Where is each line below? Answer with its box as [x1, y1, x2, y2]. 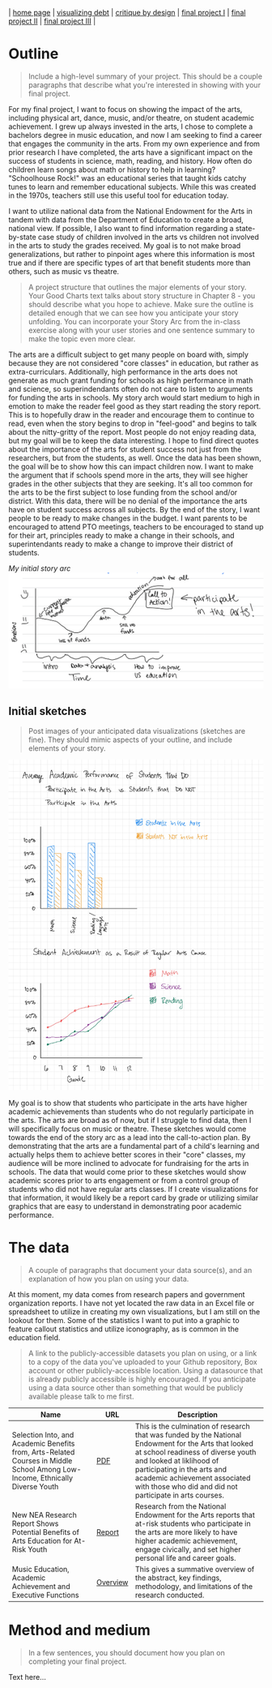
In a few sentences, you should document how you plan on [28, 1647, 225, 1657]
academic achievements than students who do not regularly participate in [8, 1107, 254, 1116]
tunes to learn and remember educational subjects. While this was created [8, 182, 257, 191]
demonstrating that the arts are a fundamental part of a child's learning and [8, 1142, 260, 1151]
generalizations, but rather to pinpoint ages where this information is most [8, 249, 255, 259]
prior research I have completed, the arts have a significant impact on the [8, 147, 253, 157]
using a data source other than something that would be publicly [28, 1383, 244, 1392]
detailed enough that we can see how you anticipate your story [28, 308, 239, 318]
